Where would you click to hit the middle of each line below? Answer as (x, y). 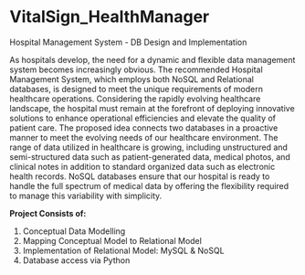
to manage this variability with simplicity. (86, 196)
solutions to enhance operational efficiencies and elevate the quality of (143, 118)
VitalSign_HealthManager (110, 17)
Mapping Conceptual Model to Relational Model (112, 240)
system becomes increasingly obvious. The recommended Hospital (136, 69)
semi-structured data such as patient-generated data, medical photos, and (150, 156)
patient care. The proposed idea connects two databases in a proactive (144, 127)
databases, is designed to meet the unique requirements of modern (136, 89)
